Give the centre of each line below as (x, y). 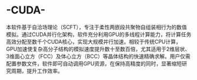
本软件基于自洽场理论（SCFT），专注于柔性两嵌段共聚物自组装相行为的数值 (96, 27)
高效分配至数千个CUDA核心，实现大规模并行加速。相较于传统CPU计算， (94, 41)
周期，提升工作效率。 (37, 71)
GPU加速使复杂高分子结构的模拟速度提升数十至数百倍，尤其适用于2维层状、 (98, 49)
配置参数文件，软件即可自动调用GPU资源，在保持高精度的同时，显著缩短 (94, 63)
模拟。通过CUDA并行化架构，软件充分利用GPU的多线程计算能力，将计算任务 (99, 34)
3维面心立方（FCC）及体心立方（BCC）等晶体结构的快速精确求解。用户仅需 (98, 56)
